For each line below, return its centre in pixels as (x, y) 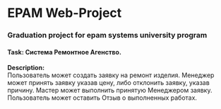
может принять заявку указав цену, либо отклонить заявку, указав (108, 83)
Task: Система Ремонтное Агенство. (65, 52)
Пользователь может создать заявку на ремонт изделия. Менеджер (111, 75)
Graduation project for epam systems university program (107, 35)
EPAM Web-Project (65, 13)
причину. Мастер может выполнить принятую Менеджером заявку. (110, 91)
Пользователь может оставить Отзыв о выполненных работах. (102, 98)
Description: (26, 68)
